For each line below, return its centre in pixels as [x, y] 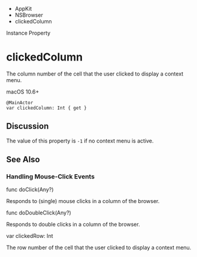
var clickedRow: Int [30, 236]
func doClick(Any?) [30, 190]
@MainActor [20, 102]
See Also [23, 160]
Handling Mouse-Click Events [50, 177]
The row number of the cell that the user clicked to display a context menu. [99, 247]
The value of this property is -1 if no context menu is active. [80, 141]
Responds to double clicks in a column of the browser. [73, 225]
